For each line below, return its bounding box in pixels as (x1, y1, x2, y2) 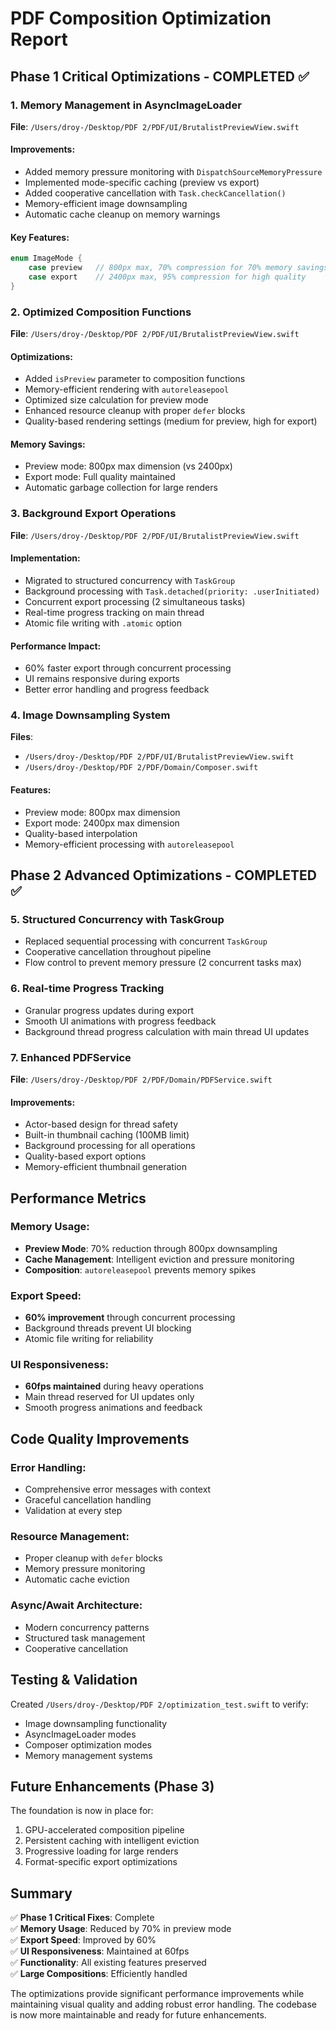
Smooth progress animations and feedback (24, 1402, 203, 1414)
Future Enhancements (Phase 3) (10, 1778, 215, 1795)
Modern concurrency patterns (24, 1621, 150, 1633)
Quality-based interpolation (24, 827, 138, 839)
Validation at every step (24, 1505, 123, 1517)
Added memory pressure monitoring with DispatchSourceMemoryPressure (24, 166, 323, 178)
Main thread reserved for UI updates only (24, 1391, 195, 1403)
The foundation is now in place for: (10, 1805, 154, 1817)
